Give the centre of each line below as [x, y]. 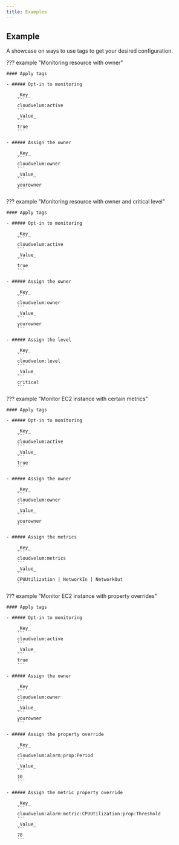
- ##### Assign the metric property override [64, 793]
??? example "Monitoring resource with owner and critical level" [86, 202]
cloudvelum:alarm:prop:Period [55, 756]
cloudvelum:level [39, 361]
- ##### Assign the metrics [42, 537]
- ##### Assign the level [39, 340]
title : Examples [27, 12]
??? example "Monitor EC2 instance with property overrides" [82, 596]
